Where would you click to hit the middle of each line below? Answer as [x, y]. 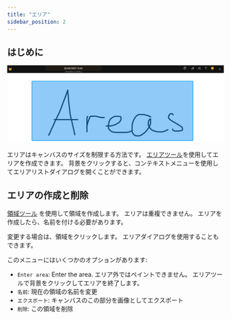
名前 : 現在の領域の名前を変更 [57, 291]
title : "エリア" [29, 14]
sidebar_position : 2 [37, 22]
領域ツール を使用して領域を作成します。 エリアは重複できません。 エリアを [114, 213]
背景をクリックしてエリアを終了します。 [86, 283]
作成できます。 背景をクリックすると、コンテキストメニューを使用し [122, 163]
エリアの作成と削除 [48, 196]
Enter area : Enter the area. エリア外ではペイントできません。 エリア [114, 274]
